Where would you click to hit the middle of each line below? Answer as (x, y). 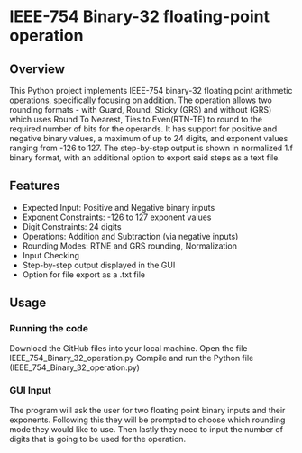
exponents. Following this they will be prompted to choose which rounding (147, 420)
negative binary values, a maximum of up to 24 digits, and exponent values (149, 138)
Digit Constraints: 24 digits (72, 226)
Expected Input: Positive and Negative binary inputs (119, 207)
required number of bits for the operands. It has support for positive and (143, 129)
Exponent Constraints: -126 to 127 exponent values (117, 217)
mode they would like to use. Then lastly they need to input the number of (146, 429)
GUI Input (30, 391)
